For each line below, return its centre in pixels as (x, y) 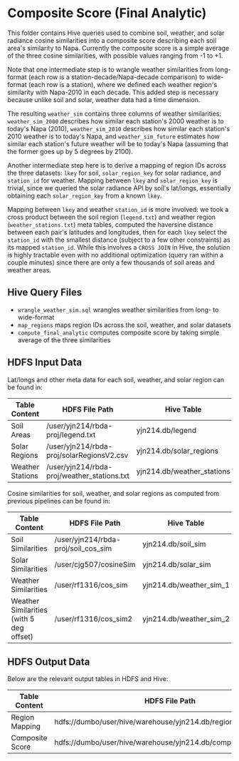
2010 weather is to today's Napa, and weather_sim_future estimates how (114, 136)
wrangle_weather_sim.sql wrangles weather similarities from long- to (118, 310)
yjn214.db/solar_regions (177, 451)
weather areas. (30, 270)
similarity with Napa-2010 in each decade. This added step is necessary (113, 92)
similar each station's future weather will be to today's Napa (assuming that (118, 143)
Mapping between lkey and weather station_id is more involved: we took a (118, 209)
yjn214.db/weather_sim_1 (186, 585)
